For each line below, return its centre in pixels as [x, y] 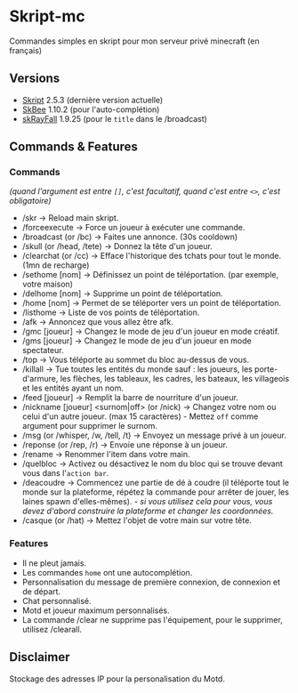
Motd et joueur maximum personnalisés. [96, 610]
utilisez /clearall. [52, 629]
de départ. [41, 591]
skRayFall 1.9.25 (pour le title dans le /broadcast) [114, 118]
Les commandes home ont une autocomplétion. [107, 572]
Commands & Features [73, 147]
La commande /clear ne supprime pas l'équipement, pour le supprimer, [152, 619]
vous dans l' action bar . [65, 473]
